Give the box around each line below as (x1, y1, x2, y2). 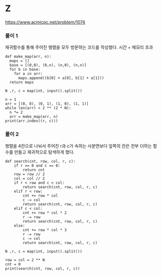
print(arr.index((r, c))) (5, 119, 58, 124)
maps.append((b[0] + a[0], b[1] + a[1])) (18, 75, 105, 81)
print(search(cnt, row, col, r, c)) (5, 266, 80, 271)
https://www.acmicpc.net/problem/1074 (5, 19, 85, 25)
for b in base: (9, 67, 41, 72)
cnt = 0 (5, 262, 21, 267)
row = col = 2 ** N (5, 257, 45, 262)
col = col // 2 (14, 176, 45, 181)
